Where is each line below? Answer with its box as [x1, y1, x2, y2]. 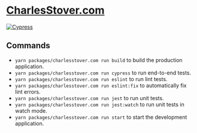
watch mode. [14, 107, 48, 114]
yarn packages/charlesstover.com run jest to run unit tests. [14, 94, 164, 101]
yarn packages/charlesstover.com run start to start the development [14, 113, 187, 120]
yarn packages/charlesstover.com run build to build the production [14, 56, 183, 63]
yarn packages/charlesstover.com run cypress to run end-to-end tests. [14, 69, 192, 76]
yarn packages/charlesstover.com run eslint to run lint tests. [14, 75, 168, 82]
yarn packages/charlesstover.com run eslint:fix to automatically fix [14, 82, 187, 89]
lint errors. [14, 88, 41, 95]
